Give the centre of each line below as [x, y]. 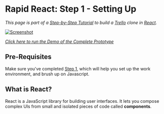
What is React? [29, 89]
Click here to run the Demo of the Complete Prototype [59, 41]
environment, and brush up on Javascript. [47, 74]
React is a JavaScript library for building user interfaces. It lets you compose [82, 101]
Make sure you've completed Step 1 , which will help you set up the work [78, 68]
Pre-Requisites [28, 57]
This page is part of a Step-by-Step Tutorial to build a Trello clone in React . [81, 23]
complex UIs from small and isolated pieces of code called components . [78, 106]
